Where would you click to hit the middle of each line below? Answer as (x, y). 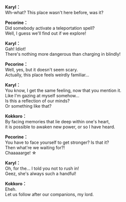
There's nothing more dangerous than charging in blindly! (63, 54)
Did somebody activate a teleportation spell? (50, 28)
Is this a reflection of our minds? (37, 101)
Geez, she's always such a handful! (41, 174)
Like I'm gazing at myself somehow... (42, 96)
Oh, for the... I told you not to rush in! (42, 168)
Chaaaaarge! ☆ (21, 153)
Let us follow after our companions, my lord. (50, 195)
